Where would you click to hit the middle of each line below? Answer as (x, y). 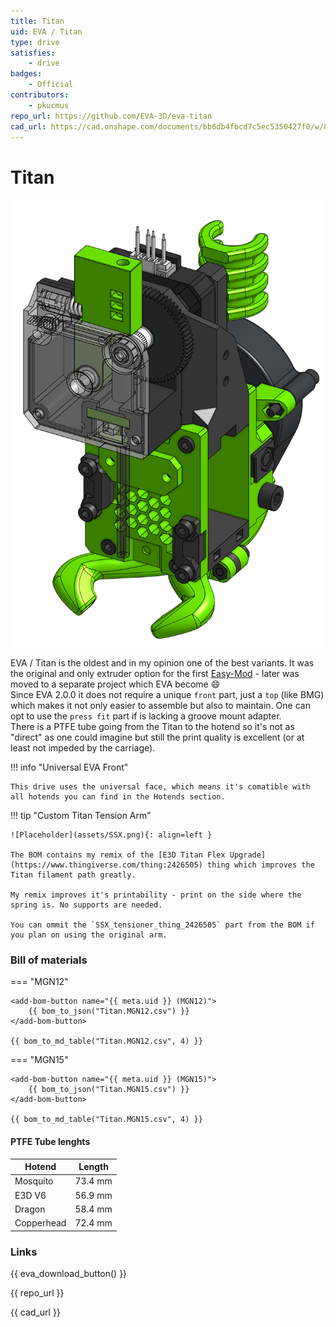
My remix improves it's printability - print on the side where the (156, 895)
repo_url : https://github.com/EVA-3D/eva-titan (111, 116)
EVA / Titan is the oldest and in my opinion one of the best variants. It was (162, 663)
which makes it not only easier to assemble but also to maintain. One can (160, 706)
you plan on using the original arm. (89, 935)
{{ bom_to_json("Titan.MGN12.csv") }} (109, 1011)
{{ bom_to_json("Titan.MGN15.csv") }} (109, 1090)
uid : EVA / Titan (46, 31)
